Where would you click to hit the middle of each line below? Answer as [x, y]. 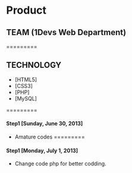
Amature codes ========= [50, 137]
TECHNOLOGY [34, 65]
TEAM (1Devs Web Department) [66, 32]
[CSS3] [23, 86]
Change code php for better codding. [60, 163]
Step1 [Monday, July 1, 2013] [42, 150]
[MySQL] [26, 98]
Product [26, 10]
